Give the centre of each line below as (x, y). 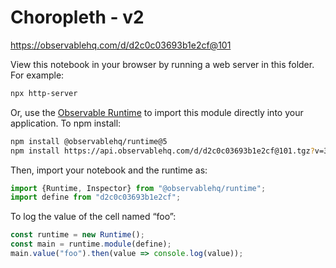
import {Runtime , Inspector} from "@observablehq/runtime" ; (138, 188)
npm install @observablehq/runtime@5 (89, 141)
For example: (37, 75)
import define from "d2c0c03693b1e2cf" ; (96, 197)
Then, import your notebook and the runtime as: (109, 170)
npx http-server (44, 93)
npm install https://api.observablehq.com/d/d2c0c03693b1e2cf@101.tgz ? (162, 151)
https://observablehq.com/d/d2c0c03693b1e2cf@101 (121, 45)
